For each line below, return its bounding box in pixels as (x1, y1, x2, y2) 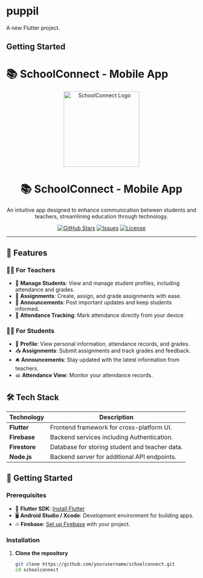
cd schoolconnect (14, 567, 59, 573)
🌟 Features (6, 247, 48, 258)
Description (99, 413, 134, 421)
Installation (6, 536, 40, 544)
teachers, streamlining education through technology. (34, 213, 169, 220)
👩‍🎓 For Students (6, 326, 55, 335)
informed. (14, 305, 40, 312)
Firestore (9, 443, 36, 451)
